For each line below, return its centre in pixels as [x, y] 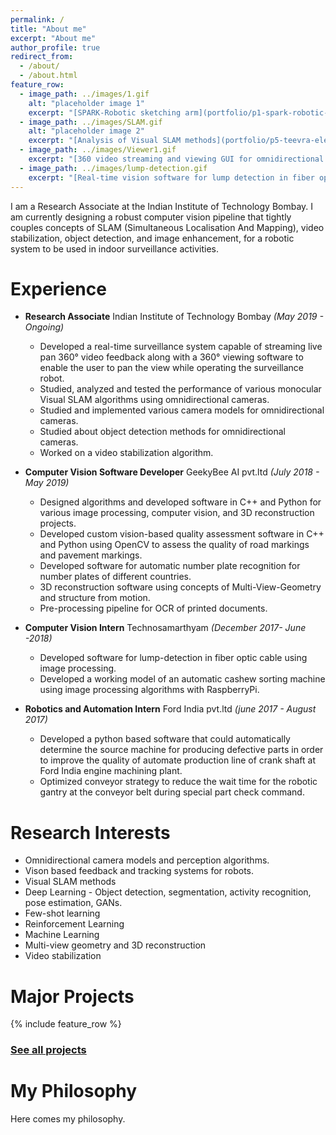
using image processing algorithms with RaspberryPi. [149, 690]
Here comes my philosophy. [68, 1119]
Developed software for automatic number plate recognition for [170, 566]
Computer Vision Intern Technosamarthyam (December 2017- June [165, 628]
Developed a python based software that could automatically [165, 739]
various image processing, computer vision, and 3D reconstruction [177, 513]
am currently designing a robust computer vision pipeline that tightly [151, 217]
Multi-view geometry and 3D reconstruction [115, 945]
